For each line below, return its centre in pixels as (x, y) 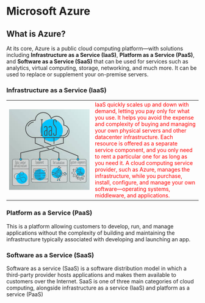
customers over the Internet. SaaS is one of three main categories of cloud (100, 282)
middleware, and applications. (132, 195)
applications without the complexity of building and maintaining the (91, 233)
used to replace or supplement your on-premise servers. (77, 74)
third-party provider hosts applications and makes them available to (92, 275)
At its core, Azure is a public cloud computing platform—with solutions (95, 48)
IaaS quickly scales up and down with (142, 104)
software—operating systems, (133, 189)
